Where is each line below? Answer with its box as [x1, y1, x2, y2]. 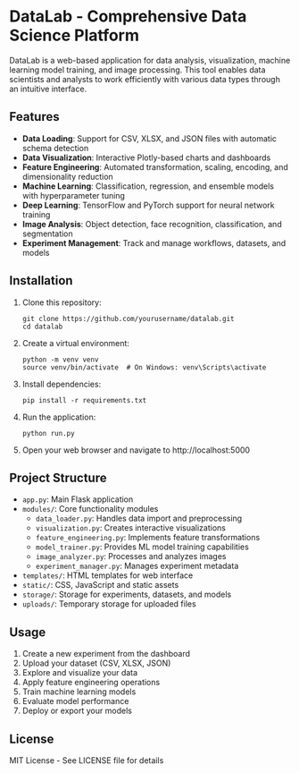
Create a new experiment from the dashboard [21, 649, 190, 659]
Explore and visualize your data [21, 667, 138, 678]
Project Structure [9, 470, 107, 485]
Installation [9, 273, 73, 288]
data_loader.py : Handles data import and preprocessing [35, 513, 243, 524]
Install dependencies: [21, 378, 102, 389]
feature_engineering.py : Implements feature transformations [35, 532, 261, 543]
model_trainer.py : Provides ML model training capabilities [35, 541, 250, 552]
